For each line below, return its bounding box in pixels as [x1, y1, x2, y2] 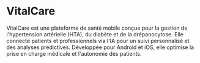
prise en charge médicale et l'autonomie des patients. [6, 50, 142, 57]
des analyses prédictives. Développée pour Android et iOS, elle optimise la [6, 44, 194, 51]
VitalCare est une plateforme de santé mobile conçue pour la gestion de [6, 24, 188, 31]
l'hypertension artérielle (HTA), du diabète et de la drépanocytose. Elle [6, 30, 183, 38]
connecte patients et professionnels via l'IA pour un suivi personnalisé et [6, 37, 190, 44]
